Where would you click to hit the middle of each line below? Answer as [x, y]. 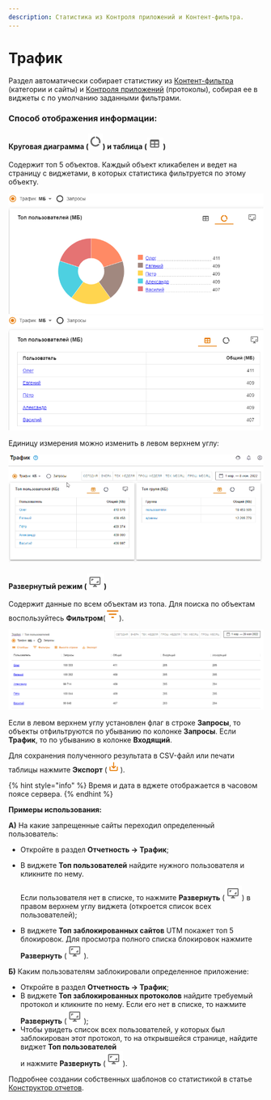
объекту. [23, 181]
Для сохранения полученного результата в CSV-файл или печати [121, 755]
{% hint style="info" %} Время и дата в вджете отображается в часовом [133, 785]
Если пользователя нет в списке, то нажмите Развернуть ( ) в [135, 898]
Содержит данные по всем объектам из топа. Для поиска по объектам [132, 604]
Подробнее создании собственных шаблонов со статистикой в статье [130, 1079]
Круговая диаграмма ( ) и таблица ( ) [87, 146]
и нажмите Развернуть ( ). [74, 1064]
